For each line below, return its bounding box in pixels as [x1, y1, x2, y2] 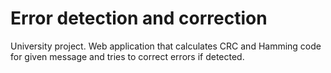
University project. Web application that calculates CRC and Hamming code [10, 40, 322, 52]
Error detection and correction [10, 7, 268, 30]
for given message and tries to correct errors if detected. [10, 50, 245, 62]
